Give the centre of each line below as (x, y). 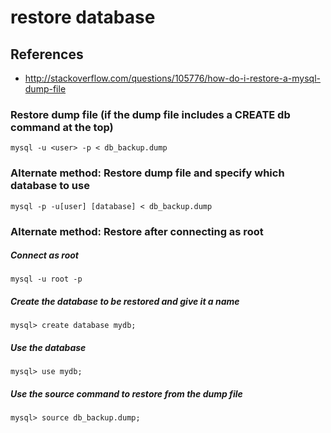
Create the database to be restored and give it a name (125, 302)
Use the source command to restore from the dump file (126, 394)
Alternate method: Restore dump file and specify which (147, 173)
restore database (83, 17)
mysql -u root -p (46, 279)
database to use (50, 186)
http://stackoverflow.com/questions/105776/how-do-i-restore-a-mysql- (173, 78)
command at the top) (62, 127)
